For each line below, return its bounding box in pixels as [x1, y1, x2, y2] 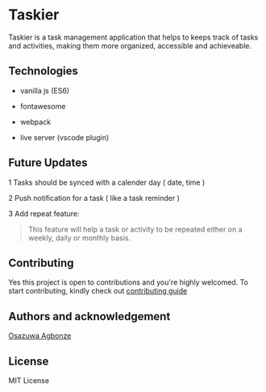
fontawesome [19, 101, 66, 111]
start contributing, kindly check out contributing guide [8, 286, 188, 296]
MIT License [8, 376, 50, 385]
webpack [19, 117, 51, 127]
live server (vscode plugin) [19, 132, 110, 142]
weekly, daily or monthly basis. [27, 232, 131, 243]
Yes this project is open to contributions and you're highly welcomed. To [8, 277, 248, 287]
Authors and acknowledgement [8, 309, 171, 323]
